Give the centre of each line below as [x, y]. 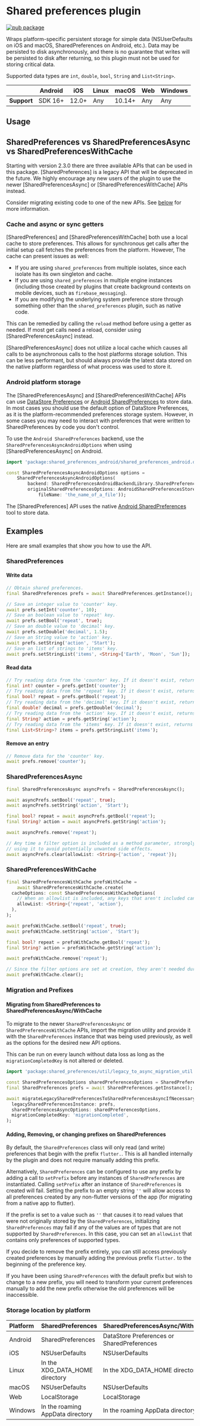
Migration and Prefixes [40, 990]
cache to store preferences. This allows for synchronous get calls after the [98, 244]
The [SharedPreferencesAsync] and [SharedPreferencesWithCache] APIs [96, 395]
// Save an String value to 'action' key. [60, 637]
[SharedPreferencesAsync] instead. [50, 336]
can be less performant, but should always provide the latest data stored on [99, 360]
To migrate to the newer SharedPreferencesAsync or [69, 1024]
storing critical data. [31, 64]
